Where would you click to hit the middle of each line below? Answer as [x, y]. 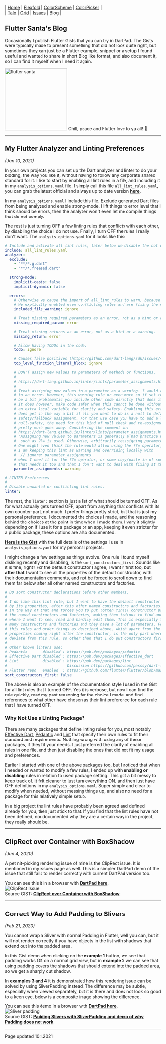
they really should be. [27, 822]
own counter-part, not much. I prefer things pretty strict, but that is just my [81, 511]
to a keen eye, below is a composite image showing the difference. [73, 997]
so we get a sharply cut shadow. [38, 971]
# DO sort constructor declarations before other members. [67, 592]
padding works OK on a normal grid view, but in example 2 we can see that [82, 961]
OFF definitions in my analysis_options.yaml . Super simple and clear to [78, 785]
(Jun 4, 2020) [19, 854]
